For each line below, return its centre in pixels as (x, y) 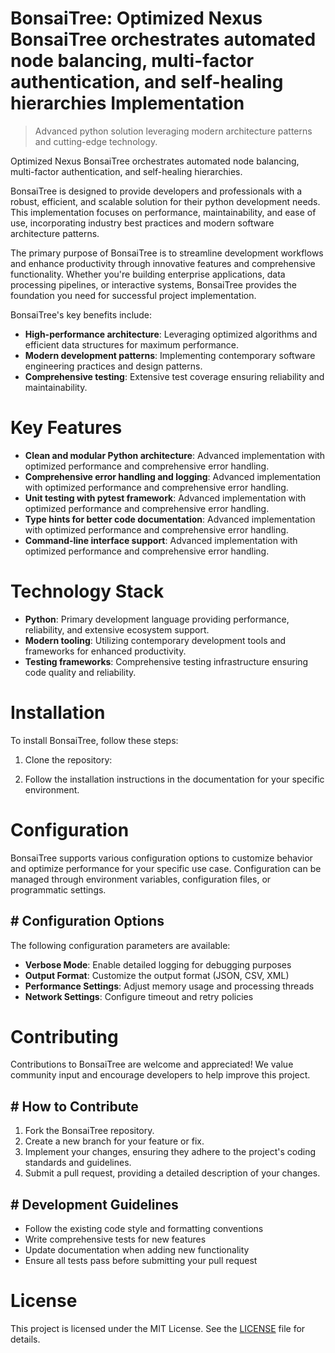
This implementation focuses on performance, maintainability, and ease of (163, 212)
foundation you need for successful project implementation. (133, 295)
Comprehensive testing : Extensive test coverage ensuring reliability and (174, 376)
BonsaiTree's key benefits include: (81, 314)
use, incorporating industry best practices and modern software (142, 223)
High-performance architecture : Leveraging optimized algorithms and (171, 334)
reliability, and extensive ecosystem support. (117, 629)
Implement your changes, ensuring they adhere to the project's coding (170, 1152)
